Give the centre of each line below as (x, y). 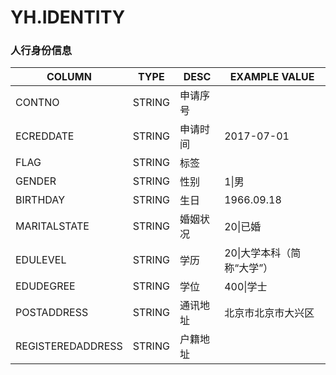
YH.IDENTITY (68, 17)
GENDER (36, 181)
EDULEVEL (41, 260)
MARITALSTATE (52, 226)
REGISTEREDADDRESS (69, 346)
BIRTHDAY (40, 200)
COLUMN (69, 77)
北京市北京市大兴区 (269, 313)
